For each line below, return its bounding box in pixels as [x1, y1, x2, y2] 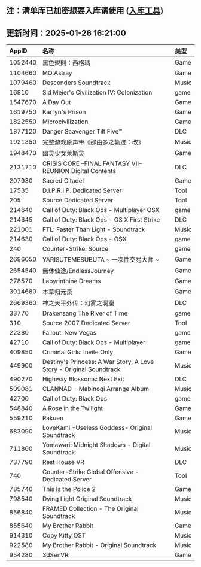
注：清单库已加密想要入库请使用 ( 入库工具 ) [6, 5, 163, 16]
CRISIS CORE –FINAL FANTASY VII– [42, 159, 142, 168]
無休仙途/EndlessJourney [42, 267, 114, 275]
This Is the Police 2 [42, 485, 96, 493]
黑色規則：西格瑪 [42, 59, 91, 67]
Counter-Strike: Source [42, 245, 109, 253]
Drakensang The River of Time [42, 309, 128, 317]
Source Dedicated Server [42, 196, 114, 205]
